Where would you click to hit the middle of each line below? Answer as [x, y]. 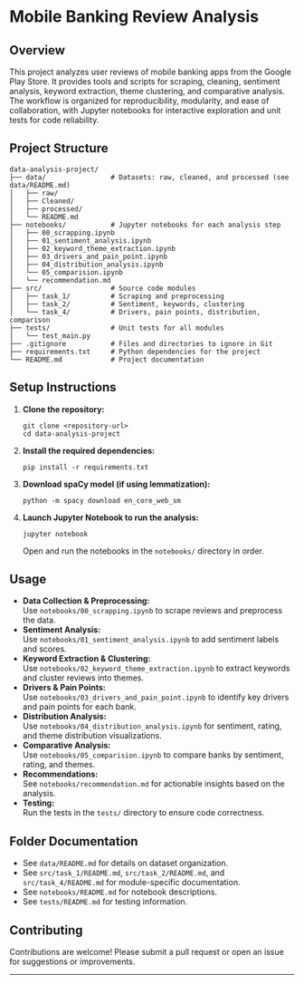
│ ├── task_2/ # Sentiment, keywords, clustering [127, 304]
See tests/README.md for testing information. [105, 902]
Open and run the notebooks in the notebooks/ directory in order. [143, 551]
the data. [39, 620]
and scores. [44, 649]
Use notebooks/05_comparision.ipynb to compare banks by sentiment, [153, 755]
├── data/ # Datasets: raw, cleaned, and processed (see [149, 177]
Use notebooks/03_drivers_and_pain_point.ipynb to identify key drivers [156, 697]
